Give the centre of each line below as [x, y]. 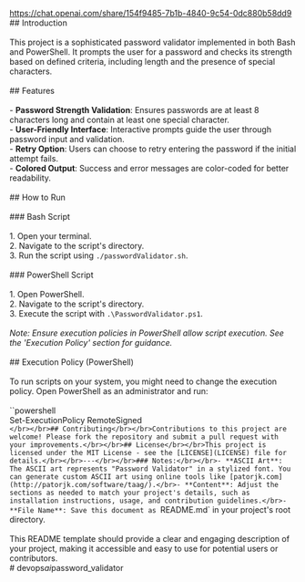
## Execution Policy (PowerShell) [72, 362]
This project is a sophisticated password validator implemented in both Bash [152, 42]
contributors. [34, 558]
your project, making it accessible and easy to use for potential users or [144, 548]
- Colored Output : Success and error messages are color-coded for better [149, 168]
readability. [30, 178]
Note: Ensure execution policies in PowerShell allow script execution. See [147, 333]
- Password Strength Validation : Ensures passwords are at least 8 [134, 110]
